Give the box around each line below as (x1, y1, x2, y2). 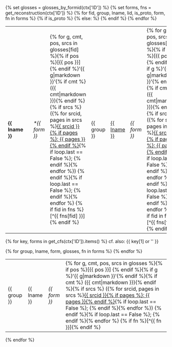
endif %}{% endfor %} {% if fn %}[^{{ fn (66, 317, 162, 324)
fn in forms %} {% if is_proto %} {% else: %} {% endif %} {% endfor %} (5, 15, 157, 21)
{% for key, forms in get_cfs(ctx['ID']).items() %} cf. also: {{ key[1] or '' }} (5, 238, 159, 244)
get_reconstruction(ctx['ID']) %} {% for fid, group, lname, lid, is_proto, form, (5, 10, 165, 16)
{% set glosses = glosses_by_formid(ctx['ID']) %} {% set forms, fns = (5, 5, 152, 10)
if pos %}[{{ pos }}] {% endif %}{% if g (66, 266, 158, 273)
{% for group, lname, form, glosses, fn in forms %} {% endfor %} (5, 248, 142, 254)
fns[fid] (59, 212, 78, 219)
